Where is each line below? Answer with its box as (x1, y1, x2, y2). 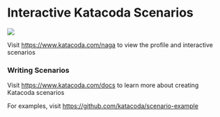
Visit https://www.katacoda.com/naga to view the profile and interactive (7, 40, 214, 49)
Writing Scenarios (7, 65, 70, 75)
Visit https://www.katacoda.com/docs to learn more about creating (7, 81, 199, 89)
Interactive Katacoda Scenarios (7, 5, 194, 21)
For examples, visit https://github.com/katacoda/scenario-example (7, 102, 198, 110)
